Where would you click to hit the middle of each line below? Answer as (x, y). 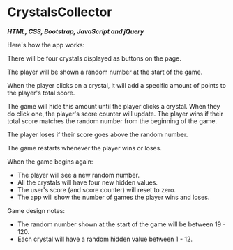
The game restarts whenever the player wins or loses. (84, 148)
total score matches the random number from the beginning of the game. (112, 121)
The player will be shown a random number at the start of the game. (105, 72)
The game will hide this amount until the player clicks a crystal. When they (114, 106)
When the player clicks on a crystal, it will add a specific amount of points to (117, 85)
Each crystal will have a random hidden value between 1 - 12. (105, 239)
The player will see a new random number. (78, 175)
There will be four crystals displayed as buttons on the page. (94, 58)
